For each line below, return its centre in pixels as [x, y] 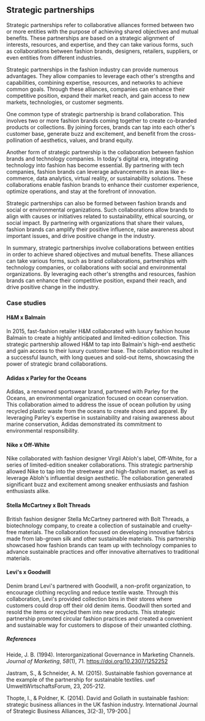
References [21, 639]
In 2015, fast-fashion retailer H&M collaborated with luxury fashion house [99, 331]
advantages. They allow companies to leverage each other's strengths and [100, 76]
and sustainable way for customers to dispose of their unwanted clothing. [99, 625]
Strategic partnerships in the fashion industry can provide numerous [92, 69]
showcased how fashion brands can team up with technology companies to [102, 545]
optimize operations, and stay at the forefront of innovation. [81, 191]
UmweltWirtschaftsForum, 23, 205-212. [56, 686]
